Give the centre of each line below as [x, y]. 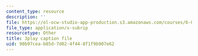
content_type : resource [35, 11]
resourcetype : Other [32, 33]
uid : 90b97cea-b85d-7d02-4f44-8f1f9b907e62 [60, 44]
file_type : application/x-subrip [47, 28]
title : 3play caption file [39, 38]
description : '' [26, 17]
